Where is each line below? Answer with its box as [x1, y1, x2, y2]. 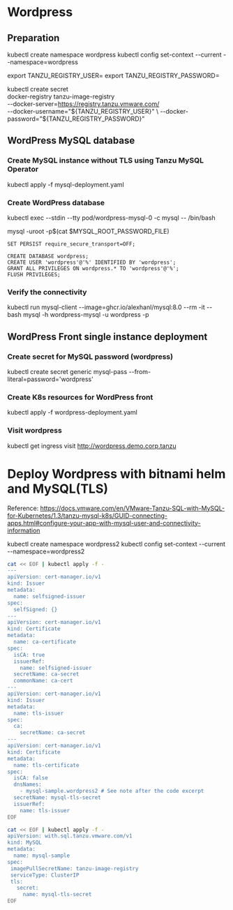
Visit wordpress [7, 426, 63, 435]
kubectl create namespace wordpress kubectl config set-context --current [7, 50, 222, 59]
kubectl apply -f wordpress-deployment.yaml [7, 408, 137, 417]
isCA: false [13, 775, 49, 782]
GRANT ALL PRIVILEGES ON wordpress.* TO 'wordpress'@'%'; [7, 264, 179, 272]
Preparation [7, 32, 60, 44]
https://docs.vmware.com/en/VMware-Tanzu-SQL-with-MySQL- [40, 504, 225, 512]
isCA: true [13, 651, 45, 658]
